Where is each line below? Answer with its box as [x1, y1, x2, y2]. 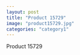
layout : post [6, 9, 39, 15]
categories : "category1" [6, 26, 69, 32]
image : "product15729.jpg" [6, 20, 75, 26]
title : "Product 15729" [6, 15, 67, 21]
